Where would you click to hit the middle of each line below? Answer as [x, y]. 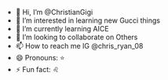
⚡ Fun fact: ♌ [37, 69]
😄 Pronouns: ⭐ [40, 58]
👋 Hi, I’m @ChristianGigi [54, 12]
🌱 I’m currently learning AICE [62, 29]
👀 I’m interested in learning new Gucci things [88, 20]
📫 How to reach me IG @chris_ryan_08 [79, 46]
